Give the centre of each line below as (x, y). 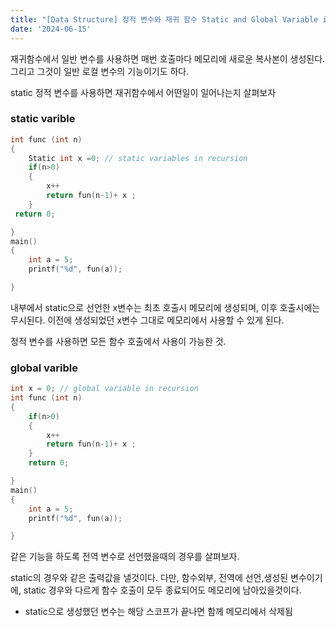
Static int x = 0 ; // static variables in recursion (138, 158)
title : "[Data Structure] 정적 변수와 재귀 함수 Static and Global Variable (164, 19)
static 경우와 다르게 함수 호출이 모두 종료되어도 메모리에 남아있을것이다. (162, 590)
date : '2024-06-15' (51, 29)
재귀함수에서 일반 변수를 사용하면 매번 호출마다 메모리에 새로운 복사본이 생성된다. (168, 58)
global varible (44, 368)
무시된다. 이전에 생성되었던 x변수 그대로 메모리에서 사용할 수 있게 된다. (147, 320)
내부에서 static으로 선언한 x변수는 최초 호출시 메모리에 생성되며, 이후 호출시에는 (165, 307)
